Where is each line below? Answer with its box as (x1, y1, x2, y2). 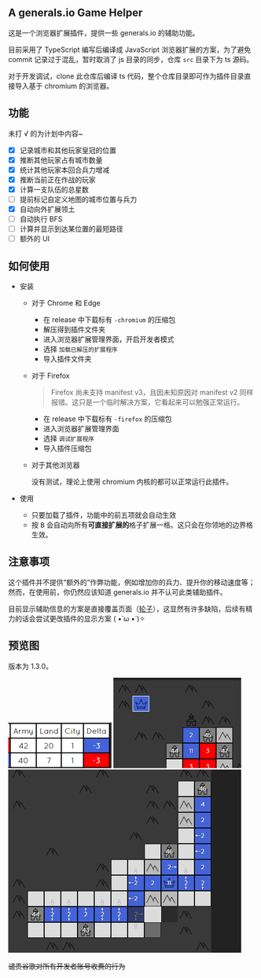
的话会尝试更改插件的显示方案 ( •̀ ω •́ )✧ (14, 614, 145, 623)
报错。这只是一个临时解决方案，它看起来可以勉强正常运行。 (50, 397, 244, 407)
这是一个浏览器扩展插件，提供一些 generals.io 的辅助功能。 (8, 27, 200, 38)
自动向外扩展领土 (19, 204, 75, 214)
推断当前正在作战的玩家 (19, 174, 96, 184)
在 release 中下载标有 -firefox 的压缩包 (42, 414, 172, 423)
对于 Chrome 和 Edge (31, 299, 101, 308)
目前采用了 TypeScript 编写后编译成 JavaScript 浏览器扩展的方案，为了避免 (8, 45, 252, 54)
